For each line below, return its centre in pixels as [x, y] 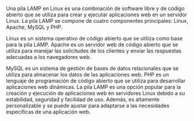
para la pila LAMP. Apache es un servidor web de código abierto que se [92, 44]
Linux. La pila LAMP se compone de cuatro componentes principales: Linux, [97, 21]
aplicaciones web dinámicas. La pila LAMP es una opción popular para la [94, 87]
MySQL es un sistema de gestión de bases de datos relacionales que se [92, 68]
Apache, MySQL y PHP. [34, 27]
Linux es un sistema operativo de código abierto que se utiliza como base [94, 38]
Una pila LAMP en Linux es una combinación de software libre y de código [95, 8]
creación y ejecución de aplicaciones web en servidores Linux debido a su [96, 93]
